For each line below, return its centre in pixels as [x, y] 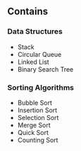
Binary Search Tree [45, 69]
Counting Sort [38, 140]
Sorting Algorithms [41, 87]
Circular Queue [39, 54]
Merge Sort [34, 125]
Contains [27, 12]
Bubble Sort [35, 103]
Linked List [33, 62]
